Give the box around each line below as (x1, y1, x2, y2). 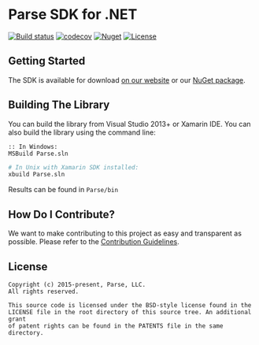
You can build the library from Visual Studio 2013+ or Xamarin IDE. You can (8, 119, 251, 128)
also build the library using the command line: (8, 128, 156, 137)
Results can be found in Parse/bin (8, 185, 119, 195)
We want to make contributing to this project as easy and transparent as (8, 228, 242, 238)
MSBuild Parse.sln (8, 150, 68, 158)
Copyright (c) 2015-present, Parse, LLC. (8, 280, 146, 288)
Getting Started (8, 54, 86, 68)
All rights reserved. (8, 287, 80, 295)
